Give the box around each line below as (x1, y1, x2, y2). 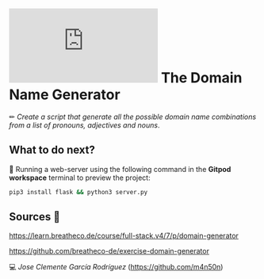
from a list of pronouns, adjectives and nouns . (9, 120, 160, 130)
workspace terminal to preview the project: (9, 173, 151, 182)
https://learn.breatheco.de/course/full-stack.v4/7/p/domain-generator (9, 231, 239, 241)
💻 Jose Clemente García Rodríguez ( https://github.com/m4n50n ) (9, 262, 224, 272)
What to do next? (9, 143, 96, 157)
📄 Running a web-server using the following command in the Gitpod (9, 164, 231, 174)
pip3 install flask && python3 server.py (9, 188, 148, 196)
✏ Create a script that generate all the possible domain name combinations (9, 112, 257, 121)
